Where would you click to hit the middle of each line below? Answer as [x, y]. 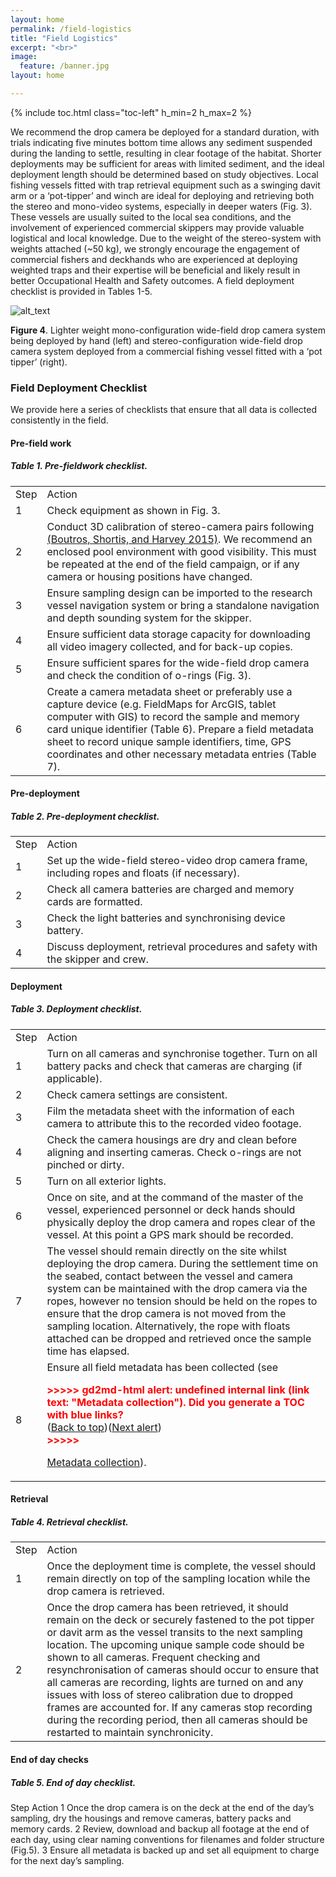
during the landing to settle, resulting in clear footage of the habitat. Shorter [166, 153]
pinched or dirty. [85, 1164]
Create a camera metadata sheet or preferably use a [169, 691]
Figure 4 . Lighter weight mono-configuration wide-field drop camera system [168, 330]
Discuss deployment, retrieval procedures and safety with [182, 947]
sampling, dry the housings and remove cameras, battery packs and [151, 1818]
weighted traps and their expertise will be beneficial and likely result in [155, 270]
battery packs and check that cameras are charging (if [174, 1066]
